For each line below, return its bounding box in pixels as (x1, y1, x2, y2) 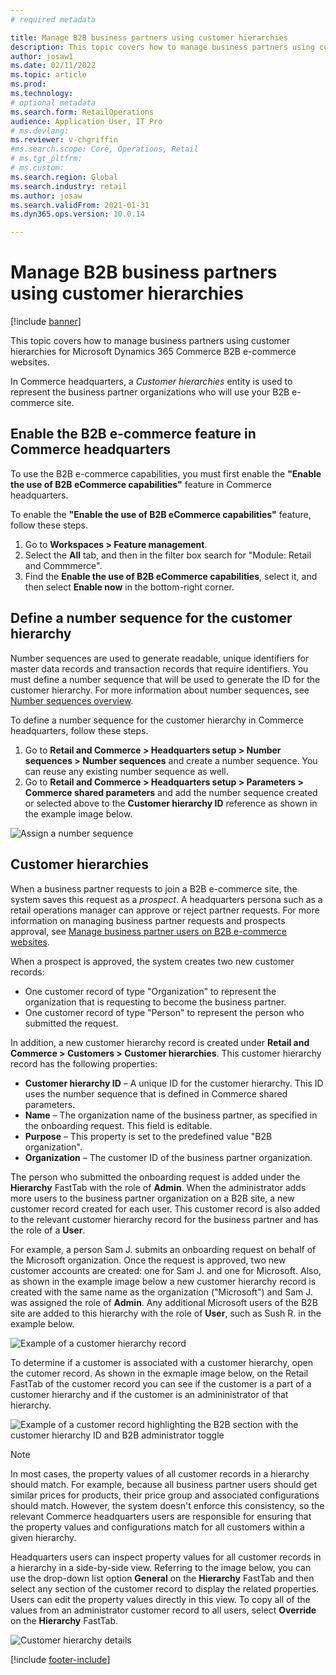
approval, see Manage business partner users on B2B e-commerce (10, 925, 287, 937)
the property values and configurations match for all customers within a (10, 1521, 305, 1533)
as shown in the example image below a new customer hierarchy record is (10, 1275, 317, 1287)
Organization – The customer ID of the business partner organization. (24, 1151, 313, 1163)
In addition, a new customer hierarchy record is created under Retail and (10, 1036, 310, 1048)
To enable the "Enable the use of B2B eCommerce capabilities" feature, (10, 508, 312, 520)
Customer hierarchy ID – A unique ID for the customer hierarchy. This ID (24, 1077, 324, 1089)
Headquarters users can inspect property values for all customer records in (10, 1551, 322, 1563)
